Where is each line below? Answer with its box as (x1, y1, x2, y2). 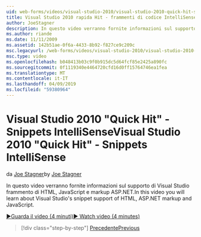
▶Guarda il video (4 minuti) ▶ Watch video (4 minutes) (6, 212, 141, 220)
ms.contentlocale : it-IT (6, 75, 68, 81)
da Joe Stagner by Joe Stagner (6, 170, 82, 177)
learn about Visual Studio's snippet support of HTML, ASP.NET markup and (6, 195, 192, 202)
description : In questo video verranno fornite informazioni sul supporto (6, 25, 197, 32)
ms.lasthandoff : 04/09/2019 (6, 81, 77, 87)
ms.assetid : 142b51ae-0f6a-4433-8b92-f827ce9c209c (6, 42, 135, 48)
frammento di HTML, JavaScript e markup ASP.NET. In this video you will (6, 188, 185, 195)
